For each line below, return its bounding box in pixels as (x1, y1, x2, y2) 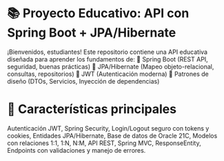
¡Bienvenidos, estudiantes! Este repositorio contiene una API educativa (7, 48, 208, 56)
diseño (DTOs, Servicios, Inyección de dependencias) (7, 77, 160, 85)
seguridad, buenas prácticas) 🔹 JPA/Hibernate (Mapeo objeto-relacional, (7, 62, 214, 70)
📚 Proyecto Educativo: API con (7, 6, 190, 21)
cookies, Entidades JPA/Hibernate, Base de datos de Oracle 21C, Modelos (7, 131, 218, 140)
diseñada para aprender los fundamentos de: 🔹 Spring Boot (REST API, (7, 55, 208, 63)
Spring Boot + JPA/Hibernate (7, 25, 176, 41)
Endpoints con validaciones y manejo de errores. (7, 146, 146, 154)
